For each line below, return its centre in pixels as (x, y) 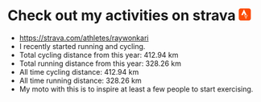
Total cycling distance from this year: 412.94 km (99, 55)
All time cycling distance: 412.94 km (79, 71)
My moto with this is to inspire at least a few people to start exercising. (136, 89)
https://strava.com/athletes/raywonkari (84, 38)
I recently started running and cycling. (82, 46)
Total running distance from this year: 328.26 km (100, 63)
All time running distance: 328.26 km (80, 80)
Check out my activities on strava (122, 16)
